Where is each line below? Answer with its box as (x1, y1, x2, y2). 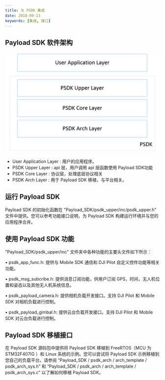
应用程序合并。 (5, 219, 35, 225)
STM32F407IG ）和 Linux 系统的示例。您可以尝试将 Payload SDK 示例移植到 (5, 351, 160, 357)
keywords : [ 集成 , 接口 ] (5, 18, 51, 23)
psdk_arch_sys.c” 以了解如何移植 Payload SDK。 (5, 370, 104, 376)
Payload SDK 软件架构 (5, 38, 73, 47)
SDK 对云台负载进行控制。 (5, 315, 58, 321)
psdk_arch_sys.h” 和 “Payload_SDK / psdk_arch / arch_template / (5, 363, 137, 369)
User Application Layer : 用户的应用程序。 (12, 158, 97, 164)
